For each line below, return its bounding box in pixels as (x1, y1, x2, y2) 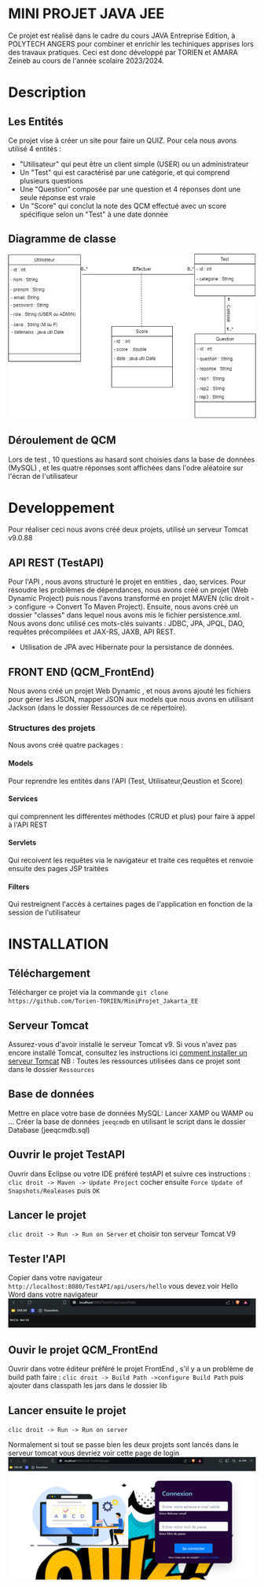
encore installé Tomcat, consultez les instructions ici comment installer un (8, 1048, 247, 1057)
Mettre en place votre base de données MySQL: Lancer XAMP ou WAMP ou (8, 1108, 254, 1118)
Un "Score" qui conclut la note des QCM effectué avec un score (19, 201, 227, 210)
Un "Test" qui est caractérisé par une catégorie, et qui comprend (19, 167, 230, 177)
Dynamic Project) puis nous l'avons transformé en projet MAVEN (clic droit (8, 594, 250, 603)
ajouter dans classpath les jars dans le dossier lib (8, 1381, 167, 1390)
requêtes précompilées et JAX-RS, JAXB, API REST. (8, 627, 176, 636)
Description (8, 83, 86, 102)
